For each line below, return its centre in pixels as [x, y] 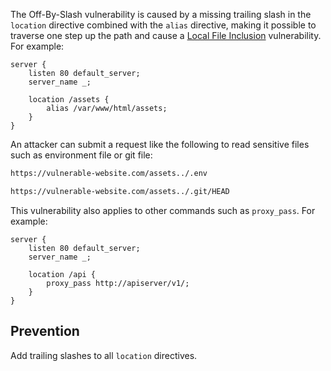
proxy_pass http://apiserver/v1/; [118, 283]
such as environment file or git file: [81, 155]
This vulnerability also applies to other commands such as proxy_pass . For [163, 210]
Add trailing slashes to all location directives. [104, 355]
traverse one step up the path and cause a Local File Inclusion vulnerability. [166, 35]
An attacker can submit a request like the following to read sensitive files [160, 144]
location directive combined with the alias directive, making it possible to [163, 25]
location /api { [62, 274]
